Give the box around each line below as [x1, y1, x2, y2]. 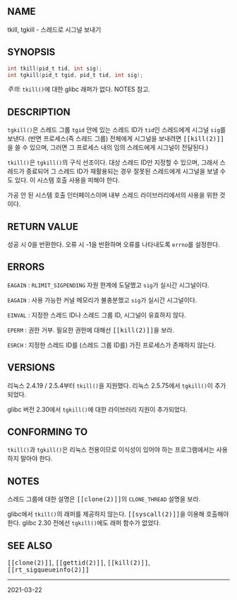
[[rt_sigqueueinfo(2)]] [7, 566, 90, 574]
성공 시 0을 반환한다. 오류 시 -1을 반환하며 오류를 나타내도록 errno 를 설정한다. [7, 240, 220, 248]
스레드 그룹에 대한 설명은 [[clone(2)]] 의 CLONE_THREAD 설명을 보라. [7, 495, 201, 503]
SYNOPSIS [7, 46, 56, 59]
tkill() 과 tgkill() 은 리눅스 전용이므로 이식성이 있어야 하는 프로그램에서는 [7, 445, 215, 454]
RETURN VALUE [7, 220, 79, 232]
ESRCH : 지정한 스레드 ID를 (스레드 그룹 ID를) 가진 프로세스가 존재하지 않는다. [7, 340, 217, 349]
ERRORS [7, 261, 45, 273]
